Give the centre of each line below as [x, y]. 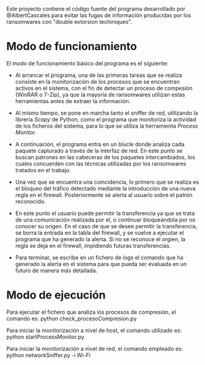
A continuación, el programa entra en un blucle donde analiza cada [100, 144]
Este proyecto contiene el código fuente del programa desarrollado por [96, 9]
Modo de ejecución [56, 295]
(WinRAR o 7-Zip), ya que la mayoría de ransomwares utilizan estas [100, 95]
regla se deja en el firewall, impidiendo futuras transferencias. [93, 245]
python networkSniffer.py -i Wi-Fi [48, 355]
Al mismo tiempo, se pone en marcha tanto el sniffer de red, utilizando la [106, 113]
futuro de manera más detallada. [56, 270]
